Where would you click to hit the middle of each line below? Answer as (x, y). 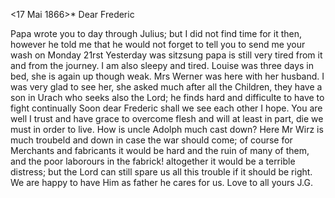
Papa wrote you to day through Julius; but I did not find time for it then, (156, 33)
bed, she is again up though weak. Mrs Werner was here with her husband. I (167, 76)
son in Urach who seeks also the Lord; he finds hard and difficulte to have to (167, 97)
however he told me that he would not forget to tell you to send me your (158, 44)
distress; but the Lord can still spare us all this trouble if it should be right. (161, 172)
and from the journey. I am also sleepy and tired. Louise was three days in (162, 65)
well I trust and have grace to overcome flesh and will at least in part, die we (167, 118)
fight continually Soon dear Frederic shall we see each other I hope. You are (166, 108)
